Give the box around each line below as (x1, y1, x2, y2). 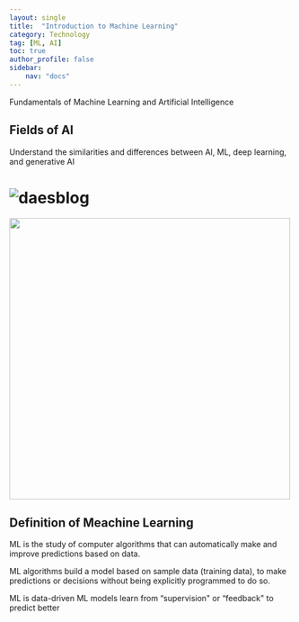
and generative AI (9, 156, 75, 167)
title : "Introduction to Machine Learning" (9, 22, 179, 31)
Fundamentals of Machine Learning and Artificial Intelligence (9, 96, 234, 107)
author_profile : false (9, 55, 94, 64)
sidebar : (9, 64, 42, 73)
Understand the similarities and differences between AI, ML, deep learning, (9, 146, 287, 158)
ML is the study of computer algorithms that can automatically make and (9, 539, 277, 550)
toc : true (9, 47, 47, 56)
